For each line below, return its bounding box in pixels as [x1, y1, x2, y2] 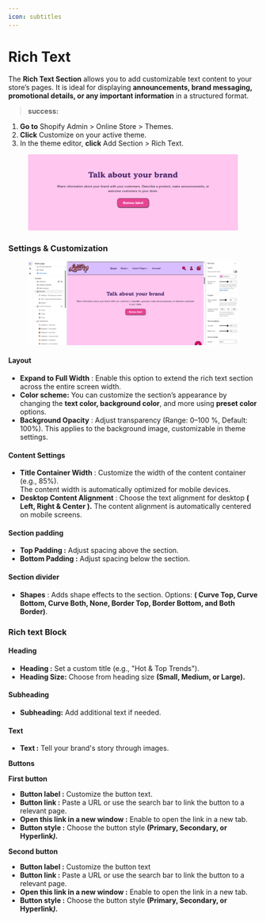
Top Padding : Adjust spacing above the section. [19, 546, 180, 555]
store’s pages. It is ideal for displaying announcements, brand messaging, [8, 82, 253, 92]
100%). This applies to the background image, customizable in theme [19, 424, 246, 434]
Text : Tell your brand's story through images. [19, 744, 169, 753]
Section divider [8, 572, 59, 582]
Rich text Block [8, 626, 67, 637]
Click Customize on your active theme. [19, 130, 147, 139]
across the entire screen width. [19, 382, 121, 392]
